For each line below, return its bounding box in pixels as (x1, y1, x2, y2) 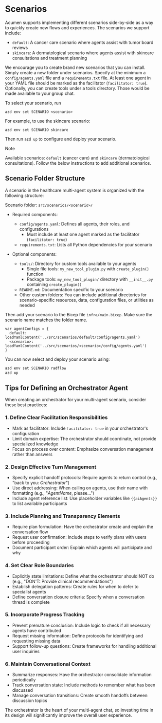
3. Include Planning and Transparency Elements (5, 512, 121, 519)
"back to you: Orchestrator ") (12, 480, 70, 485)
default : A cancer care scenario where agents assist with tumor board (12, 39, 154, 45)
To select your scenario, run (5, 100, 62, 106)
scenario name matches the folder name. (5, 317, 88, 323)
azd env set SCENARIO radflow (5, 366, 67, 371)
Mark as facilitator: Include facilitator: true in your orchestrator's (12, 425, 148, 431)
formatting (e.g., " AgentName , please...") (12, 490, 95, 496)
